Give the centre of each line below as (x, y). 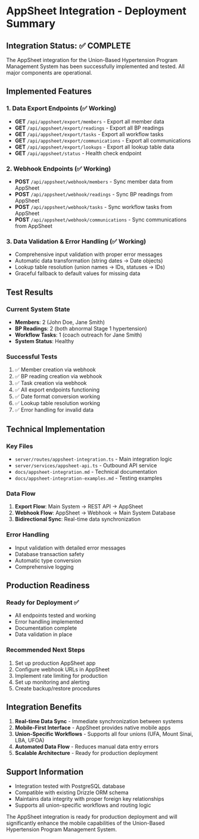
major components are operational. (49, 73)
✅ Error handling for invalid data (54, 410)
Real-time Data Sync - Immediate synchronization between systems (99, 721)
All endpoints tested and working (55, 615)
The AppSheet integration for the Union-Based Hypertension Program (92, 60)
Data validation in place (43, 634)
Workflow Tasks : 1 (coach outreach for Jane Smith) (78, 335)
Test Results (30, 292)
